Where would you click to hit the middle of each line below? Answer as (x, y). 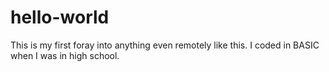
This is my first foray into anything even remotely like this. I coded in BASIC (165, 45)
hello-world (60, 17)
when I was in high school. (65, 55)
